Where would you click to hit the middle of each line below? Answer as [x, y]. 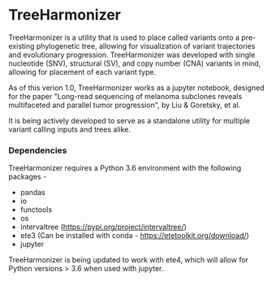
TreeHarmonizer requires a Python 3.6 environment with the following [125, 168]
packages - [28, 177]
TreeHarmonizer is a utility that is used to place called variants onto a [124, 37]
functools [36, 210]
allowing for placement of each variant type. [82, 71]
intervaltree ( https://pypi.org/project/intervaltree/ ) [103, 227]
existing [22, 45]
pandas [33, 192]
